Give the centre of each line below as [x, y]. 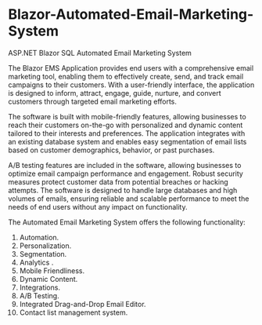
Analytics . [36, 262]
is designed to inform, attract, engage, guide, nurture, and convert [115, 93]
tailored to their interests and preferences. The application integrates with [127, 133]
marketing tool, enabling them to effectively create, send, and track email [126, 76]
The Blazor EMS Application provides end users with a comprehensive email [131, 68]
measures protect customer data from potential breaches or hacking [118, 181]
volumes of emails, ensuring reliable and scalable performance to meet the [129, 199]
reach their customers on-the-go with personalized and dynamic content [126, 125]
